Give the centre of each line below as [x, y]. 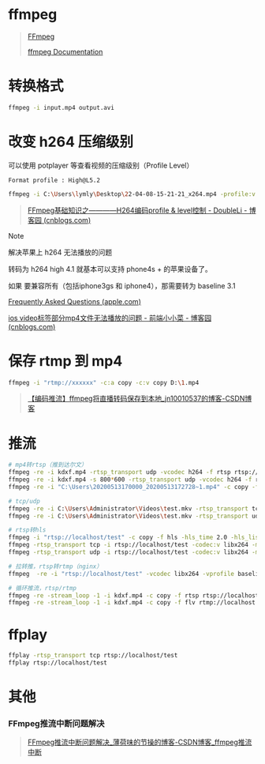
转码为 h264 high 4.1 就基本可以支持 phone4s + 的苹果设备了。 [110, 269]
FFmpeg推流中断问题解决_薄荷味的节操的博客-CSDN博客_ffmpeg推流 [140, 742]
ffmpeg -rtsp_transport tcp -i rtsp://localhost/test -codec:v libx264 [128, 545]
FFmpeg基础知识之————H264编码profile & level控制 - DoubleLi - [137, 210]
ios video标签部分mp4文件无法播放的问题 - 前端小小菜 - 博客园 [110, 318]
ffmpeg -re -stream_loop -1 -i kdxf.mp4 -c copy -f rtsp [104, 595]
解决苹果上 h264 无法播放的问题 [60, 252]
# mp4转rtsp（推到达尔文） [48, 465]
